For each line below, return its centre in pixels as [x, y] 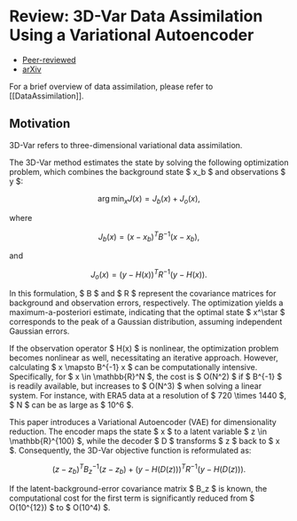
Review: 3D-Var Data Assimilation [136, 16]
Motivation [40, 124]
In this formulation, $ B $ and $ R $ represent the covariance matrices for [143, 294]
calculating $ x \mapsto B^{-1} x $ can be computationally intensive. [133, 367]
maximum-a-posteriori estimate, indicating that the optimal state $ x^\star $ [147, 312]
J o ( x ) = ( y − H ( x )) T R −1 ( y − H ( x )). [149, 275]
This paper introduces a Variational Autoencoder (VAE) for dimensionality [143, 422]
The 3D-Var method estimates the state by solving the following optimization [149, 162]
